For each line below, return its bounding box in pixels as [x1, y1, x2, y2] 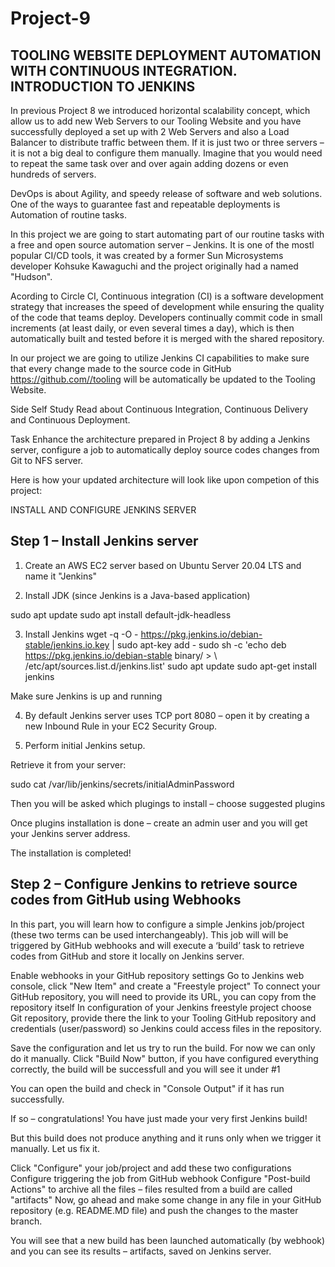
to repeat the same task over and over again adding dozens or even [10, 158, 289, 169]
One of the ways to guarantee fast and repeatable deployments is [10, 198, 281, 210]
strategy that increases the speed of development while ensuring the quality [10, 301, 325, 312]
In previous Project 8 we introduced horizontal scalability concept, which [10, 105, 311, 116]
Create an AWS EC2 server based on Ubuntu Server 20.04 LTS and [24, 559, 302, 571]
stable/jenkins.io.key [24, 638, 110, 651]
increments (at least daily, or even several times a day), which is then [10, 322, 295, 334]
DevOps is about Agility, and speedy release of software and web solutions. [10, 188, 323, 199]
